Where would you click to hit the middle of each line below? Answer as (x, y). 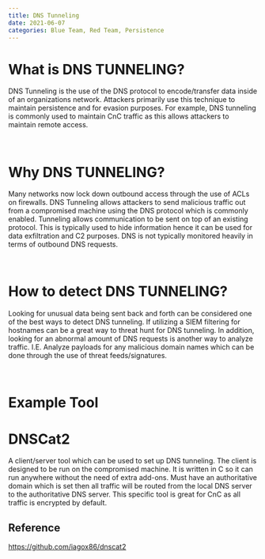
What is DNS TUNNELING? (97, 69)
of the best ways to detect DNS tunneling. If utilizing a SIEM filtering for (124, 322)
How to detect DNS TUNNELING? (118, 291)
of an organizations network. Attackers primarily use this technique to (122, 100)
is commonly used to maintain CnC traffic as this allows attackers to (119, 116)
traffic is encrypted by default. (58, 503)
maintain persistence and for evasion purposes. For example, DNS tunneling (132, 108)
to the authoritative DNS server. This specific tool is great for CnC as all (125, 494)
